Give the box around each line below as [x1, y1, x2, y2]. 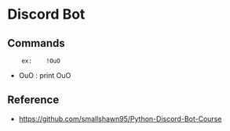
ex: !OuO [21, 57, 60, 65]
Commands [7, 37, 66, 50]
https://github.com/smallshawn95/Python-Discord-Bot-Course [18, 114, 222, 123]
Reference [7, 94, 60, 107]
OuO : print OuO [18, 71, 71, 80]
